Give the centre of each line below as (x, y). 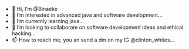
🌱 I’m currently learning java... (48, 21)
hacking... (23, 33)
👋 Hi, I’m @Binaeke (34, 9)
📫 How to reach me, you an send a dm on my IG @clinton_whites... (93, 40)
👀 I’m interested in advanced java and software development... (87, 15)
